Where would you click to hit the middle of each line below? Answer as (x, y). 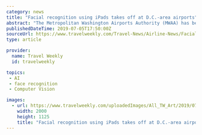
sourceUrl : (20, 34)
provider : (19, 51)
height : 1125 (33, 117)
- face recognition (33, 84)
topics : (16, 73)
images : (16, 100)
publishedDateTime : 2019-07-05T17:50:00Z (59, 28)
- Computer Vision (32, 89)
